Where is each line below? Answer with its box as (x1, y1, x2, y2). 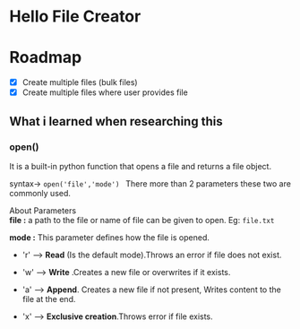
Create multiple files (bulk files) (21, 77, 138, 88)
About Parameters (9, 204, 77, 216)
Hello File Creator (9, 6, 141, 27)
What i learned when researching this (9, 114, 223, 129)
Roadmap (9, 48, 82, 68)
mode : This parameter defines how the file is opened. (9, 231, 210, 243)
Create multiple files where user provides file (21, 87, 188, 98)
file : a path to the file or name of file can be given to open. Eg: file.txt (9, 214, 275, 225)
